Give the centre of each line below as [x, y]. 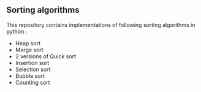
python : [17, 31]
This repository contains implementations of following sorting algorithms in [101, 25]
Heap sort [28, 43]
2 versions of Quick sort [46, 56]
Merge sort [29, 50]
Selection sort [33, 69]
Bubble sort [30, 75]
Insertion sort [32, 63]
